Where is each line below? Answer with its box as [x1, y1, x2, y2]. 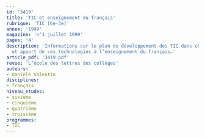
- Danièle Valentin [6, 71, 56, 78]
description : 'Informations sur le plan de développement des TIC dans [6, 43, 192, 49]
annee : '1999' [6, 26, 43, 32]
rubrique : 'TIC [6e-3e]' [6, 20, 70, 26]
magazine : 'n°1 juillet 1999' [6, 32, 84, 38]
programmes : [6, 117, 37, 123]
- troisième [6, 111, 37, 117]
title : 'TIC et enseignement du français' [6, 15, 116, 21]
